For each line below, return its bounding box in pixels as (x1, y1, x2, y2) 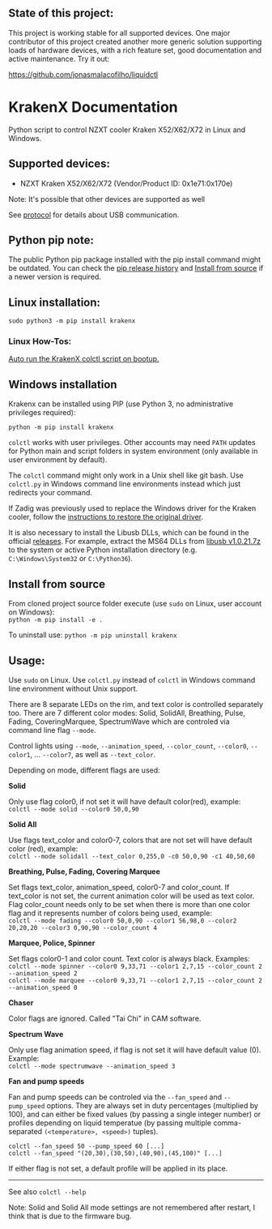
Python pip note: (8, 233, 95, 246)
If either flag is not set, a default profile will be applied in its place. (8, 1163, 228, 1173)
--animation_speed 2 (8, 969, 79, 978)
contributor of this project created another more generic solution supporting (8, 36, 262, 46)
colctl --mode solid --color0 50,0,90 (8, 805, 139, 813)
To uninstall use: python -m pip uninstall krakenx (8, 630, 177, 640)
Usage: (8, 653, 46, 667)
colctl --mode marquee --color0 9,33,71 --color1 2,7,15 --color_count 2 (8, 976, 263, 984)
